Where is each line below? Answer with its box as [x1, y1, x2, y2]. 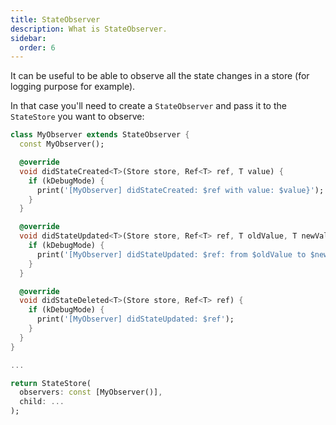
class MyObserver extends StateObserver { [10, 130, 190, 140]
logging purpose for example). [10, 81, 136, 93]
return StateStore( [10, 378, 92, 388]
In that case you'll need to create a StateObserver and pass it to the [10, 100, 287, 112]
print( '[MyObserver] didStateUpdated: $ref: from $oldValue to [36, 249, 307, 260]
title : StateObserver [10, 14, 101, 25]
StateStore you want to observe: [10, 111, 145, 123]
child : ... [19, 397, 65, 407]
